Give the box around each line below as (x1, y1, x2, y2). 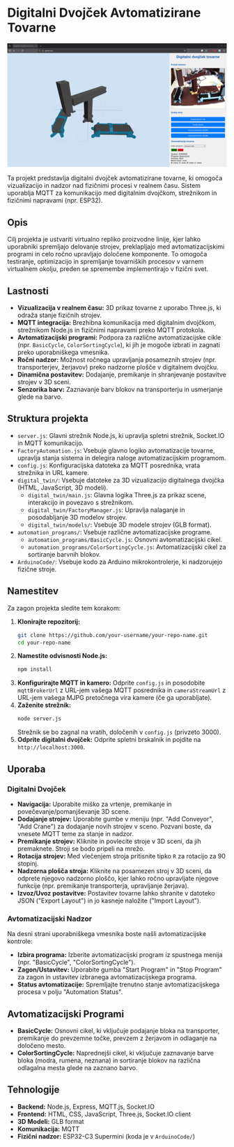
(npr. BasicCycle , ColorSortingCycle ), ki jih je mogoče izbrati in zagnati (17, 341, 221, 349)
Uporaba (7, 763, 46, 775)
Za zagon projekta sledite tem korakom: (7, 604, 121, 612)
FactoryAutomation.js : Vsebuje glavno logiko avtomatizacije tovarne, (17, 446, 215, 455)
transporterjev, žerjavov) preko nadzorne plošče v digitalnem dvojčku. (17, 363, 219, 372)
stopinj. (17, 859, 39, 868)
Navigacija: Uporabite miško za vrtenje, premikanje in (17, 800, 172, 808)
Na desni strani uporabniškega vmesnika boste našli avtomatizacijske (7, 930, 207, 938)
